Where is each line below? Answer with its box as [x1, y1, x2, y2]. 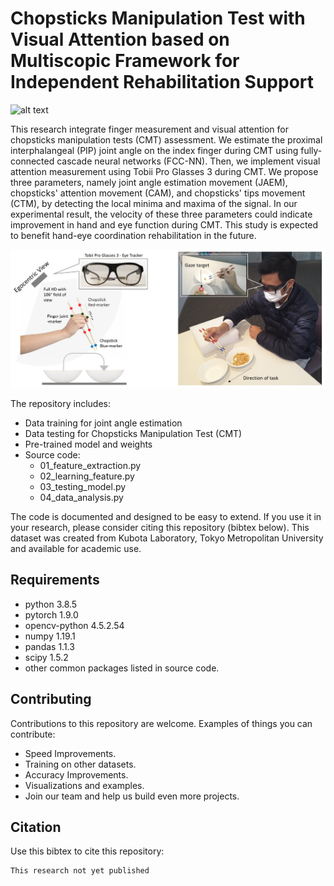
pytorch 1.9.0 [24, 608, 79, 621]
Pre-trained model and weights [24, 438, 153, 450]
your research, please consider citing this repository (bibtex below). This [10, 521, 310, 533]
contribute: [10, 728, 56, 740]
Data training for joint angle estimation [24, 417, 183, 429]
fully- [300, 144, 323, 156]
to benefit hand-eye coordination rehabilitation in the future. [10, 229, 257, 241]
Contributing [10, 691, 92, 708]
